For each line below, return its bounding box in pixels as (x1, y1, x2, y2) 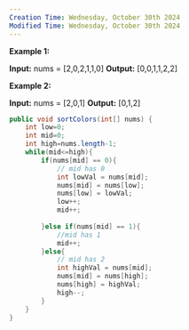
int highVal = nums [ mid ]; (56, 263, 153, 272)
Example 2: (9, 80, 51, 91)
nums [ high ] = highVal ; (56, 280, 141, 289)
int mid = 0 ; (25, 131, 66, 141)
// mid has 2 (56, 255, 105, 264)
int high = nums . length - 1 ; (25, 140, 117, 149)
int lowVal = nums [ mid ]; (56, 173, 149, 181)
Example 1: (9, 45, 51, 56)
